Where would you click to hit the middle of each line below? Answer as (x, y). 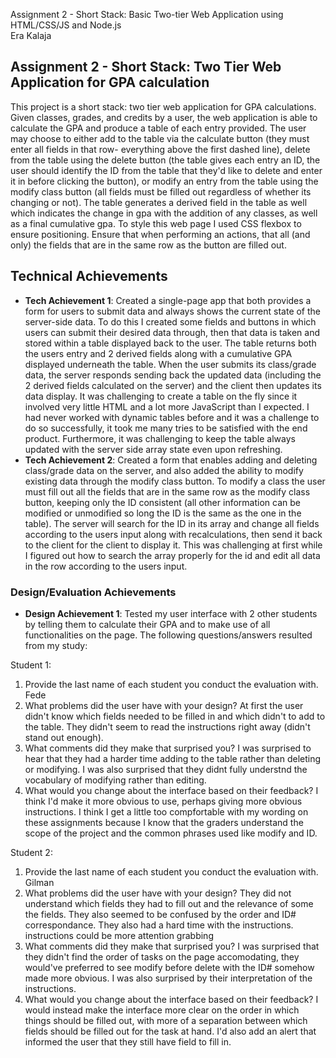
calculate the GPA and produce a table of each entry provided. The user (158, 128)
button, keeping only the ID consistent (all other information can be (162, 502)
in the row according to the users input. (106, 566)
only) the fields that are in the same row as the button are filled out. (148, 245)
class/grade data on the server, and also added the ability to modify (164, 470)
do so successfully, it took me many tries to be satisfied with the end (166, 428)
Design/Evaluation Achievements (93, 592)
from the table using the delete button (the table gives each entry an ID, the (165, 160)
